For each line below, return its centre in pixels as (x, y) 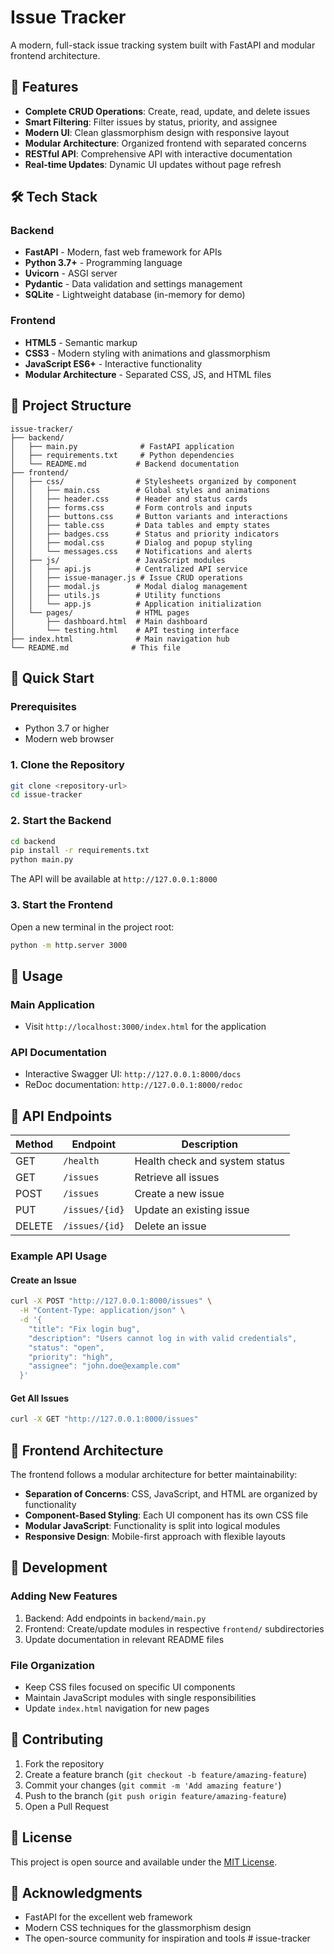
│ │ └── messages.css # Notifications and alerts (131, 551)
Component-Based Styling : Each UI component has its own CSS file (166, 1515)
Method (34, 1144)
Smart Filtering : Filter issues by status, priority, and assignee (151, 122)
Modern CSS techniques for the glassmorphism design (138, 1928)
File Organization (52, 1665)
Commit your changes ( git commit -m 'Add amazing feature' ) (153, 1785)
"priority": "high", (71, 1357)
